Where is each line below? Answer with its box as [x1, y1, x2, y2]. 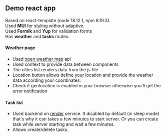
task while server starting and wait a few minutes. [12, 121, 115, 127]
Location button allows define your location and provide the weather [12, 72, 153, 78]
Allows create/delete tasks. [12, 126, 68, 132]
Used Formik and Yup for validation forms [5, 28, 92, 34]
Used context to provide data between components [12, 61, 119, 67]
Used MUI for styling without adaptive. [5, 23, 85, 29]
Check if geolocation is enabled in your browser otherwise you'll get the [12, 83, 161, 89]
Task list [5, 99, 23, 105]
